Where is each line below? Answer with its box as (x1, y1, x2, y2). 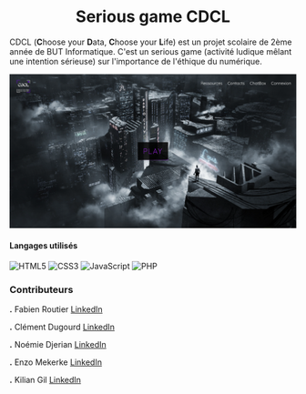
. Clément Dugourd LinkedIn (9, 321, 116, 333)
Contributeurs (9, 284, 74, 297)
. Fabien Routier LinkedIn (9, 304, 103, 315)
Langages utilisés (9, 240, 78, 251)
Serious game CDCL (76, 6, 230, 27)
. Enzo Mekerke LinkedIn (9, 357, 103, 368)
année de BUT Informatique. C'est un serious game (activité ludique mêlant (9, 45, 292, 56)
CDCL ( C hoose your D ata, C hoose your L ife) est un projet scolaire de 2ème (9, 36, 292, 47)
